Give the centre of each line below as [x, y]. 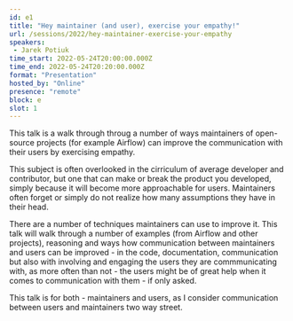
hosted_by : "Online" [48, 83]
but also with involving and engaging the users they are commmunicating [143, 262]
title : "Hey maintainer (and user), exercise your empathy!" [125, 26]
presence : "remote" [45, 91]
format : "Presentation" [53, 75]
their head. [29, 207]
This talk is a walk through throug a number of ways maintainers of [131, 133]
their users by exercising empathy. [72, 153]
